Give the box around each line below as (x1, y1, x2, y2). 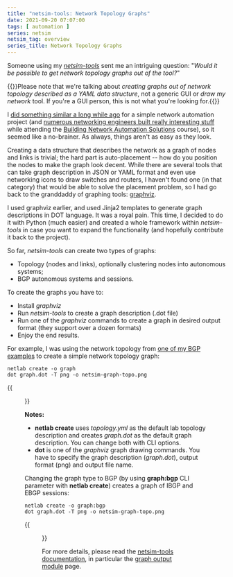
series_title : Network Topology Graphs (7, 42, 123, 49)
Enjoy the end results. (17, 331, 80, 339)
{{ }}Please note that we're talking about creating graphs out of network (7, 83, 212, 90)
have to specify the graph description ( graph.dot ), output (34, 454, 198, 461)
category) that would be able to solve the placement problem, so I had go (7, 183, 217, 191)
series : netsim (7, 29, 51, 37)
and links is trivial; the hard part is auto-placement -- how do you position (7, 153, 218, 162)
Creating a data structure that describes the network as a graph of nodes (7, 146, 216, 154)
